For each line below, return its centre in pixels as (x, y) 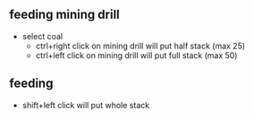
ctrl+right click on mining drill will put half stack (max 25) (140, 46)
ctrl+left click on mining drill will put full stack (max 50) (136, 55)
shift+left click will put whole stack (86, 105)
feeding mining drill (65, 15)
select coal (42, 36)
